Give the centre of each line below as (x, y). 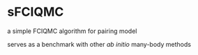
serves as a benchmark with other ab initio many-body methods (99, 44)
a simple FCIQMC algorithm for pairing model (72, 31)
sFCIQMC (36, 12)
